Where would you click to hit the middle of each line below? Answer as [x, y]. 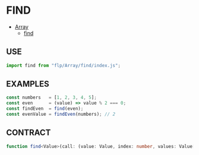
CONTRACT [29, 133]
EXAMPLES [28, 84]
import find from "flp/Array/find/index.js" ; [63, 65]
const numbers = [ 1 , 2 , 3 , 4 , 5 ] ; [51, 98]
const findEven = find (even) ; [45, 109]
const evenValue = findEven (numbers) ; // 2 [61, 114]
